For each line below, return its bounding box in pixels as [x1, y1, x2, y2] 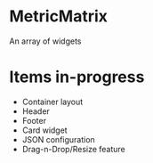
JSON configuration [21, 134, 95, 144]
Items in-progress [9, 67, 145, 87]
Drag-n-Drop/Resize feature [21, 143, 126, 154]
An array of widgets [9, 36, 82, 46]
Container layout [21, 96, 84, 107]
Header [21, 105, 51, 117]
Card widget [21, 125, 68, 135]
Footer [21, 115, 47, 126]
